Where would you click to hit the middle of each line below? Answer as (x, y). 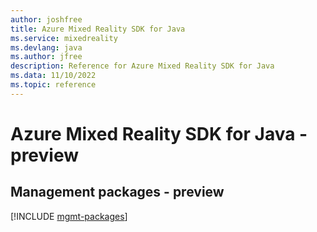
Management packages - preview (117, 192)
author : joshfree (46, 19)
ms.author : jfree (46, 57)
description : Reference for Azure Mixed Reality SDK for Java (142, 66)
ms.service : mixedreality (64, 38)
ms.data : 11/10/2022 (53, 76)
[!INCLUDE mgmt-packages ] (69, 216)
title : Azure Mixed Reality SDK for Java (98, 29)
